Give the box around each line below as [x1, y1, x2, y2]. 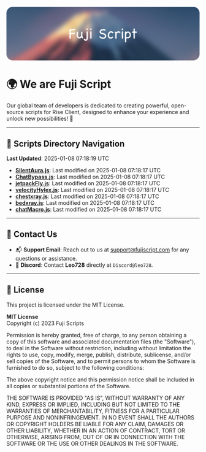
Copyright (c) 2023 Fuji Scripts [6, 320, 85, 327]
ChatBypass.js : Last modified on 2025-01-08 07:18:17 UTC [15, 173, 166, 181]
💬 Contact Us [6, 229, 58, 240]
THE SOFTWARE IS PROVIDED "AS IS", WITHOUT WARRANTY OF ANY [6, 394, 185, 402]
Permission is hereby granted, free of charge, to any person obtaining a [6, 331, 187, 339]
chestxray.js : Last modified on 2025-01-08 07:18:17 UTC [15, 193, 159, 200]
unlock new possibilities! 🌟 [6, 115, 74, 123]
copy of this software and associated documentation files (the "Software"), [6, 338, 196, 345]
